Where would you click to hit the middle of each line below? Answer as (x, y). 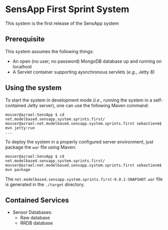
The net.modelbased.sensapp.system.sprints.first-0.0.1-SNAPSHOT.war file (84, 179)
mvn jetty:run (20, 128)
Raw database (35, 218)
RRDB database (36, 223)
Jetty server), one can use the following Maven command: (88, 105)
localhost (22, 66)
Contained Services (37, 200)
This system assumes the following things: (50, 51)
